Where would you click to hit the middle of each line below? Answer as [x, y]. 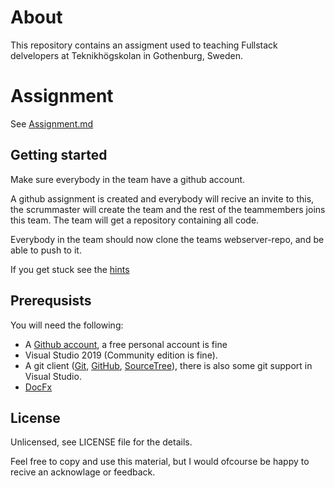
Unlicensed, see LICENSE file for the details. [101, 442]
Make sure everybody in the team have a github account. [128, 179]
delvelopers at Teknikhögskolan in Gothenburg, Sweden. [127, 55]
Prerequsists [51, 301]
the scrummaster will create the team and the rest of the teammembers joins [168, 209]
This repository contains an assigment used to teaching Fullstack [144, 45]
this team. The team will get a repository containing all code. [135, 220]
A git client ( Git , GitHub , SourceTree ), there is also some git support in [168, 365]
